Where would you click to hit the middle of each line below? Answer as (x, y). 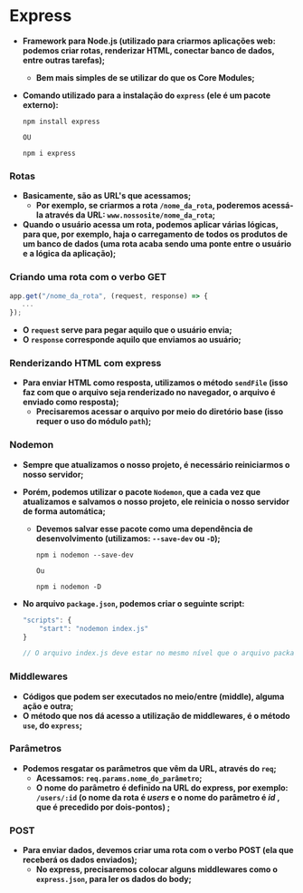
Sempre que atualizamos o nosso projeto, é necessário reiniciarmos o (156, 464)
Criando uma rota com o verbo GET (88, 277)
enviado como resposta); (71, 402)
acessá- (278, 206)
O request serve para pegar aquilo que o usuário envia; (127, 330)
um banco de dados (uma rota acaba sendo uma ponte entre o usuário (157, 244)
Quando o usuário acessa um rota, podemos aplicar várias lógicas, (150, 225)
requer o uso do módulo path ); (94, 422)
